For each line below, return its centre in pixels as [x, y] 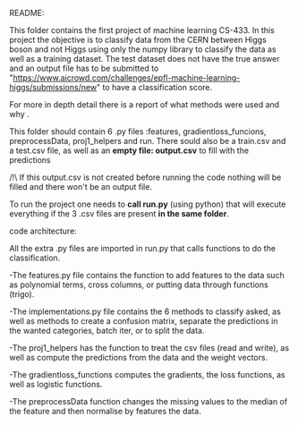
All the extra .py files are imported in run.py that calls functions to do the [142, 248]
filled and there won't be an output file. [81, 187]
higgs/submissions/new [53, 87]
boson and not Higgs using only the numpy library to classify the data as [143, 49]
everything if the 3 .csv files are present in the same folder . [119, 213]
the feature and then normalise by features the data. [105, 411]
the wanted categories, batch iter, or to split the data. [107, 331]
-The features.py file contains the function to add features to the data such [147, 275]
